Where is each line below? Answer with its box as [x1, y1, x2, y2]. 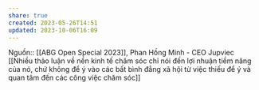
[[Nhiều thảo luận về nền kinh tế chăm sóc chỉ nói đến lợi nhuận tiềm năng [8, 56, 252, 66]
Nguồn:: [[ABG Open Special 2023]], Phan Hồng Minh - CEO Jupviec [8, 48, 235, 58]
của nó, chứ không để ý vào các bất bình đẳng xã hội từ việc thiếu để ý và [8, 65, 251, 74]
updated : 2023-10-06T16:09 [8, 26, 98, 34]
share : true [8, 11, 48, 20]
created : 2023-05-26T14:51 [8, 19, 98, 27]
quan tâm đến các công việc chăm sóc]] [8, 73, 141, 83]
